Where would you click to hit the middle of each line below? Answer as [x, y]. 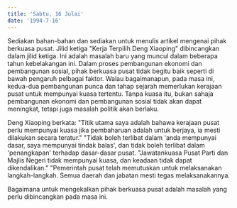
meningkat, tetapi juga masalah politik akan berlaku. [83, 109]
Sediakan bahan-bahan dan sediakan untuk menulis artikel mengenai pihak [117, 40]
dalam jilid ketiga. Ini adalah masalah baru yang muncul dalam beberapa [112, 56]
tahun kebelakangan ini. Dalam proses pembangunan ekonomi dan [105, 63]
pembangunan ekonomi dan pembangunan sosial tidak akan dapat [105, 101]
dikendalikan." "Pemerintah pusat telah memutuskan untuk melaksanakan [115, 168]
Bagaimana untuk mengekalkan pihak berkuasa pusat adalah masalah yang [117, 189]
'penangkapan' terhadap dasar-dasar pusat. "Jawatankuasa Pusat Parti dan [118, 153]
